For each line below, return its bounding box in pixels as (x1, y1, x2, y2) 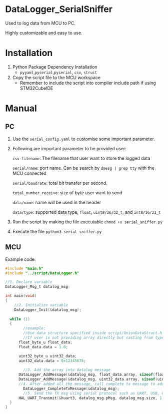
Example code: (5, 256, 36, 262)
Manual (5, 103, 37, 114)
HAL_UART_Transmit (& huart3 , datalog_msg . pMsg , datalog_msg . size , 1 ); (18, 395, 166, 400)
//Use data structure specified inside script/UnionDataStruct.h (23, 330, 162, 336)
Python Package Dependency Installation (12, 64, 97, 70)
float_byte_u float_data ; (18, 339, 72, 345)
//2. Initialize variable (14, 302, 68, 307)
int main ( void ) (5, 293, 37, 298)
